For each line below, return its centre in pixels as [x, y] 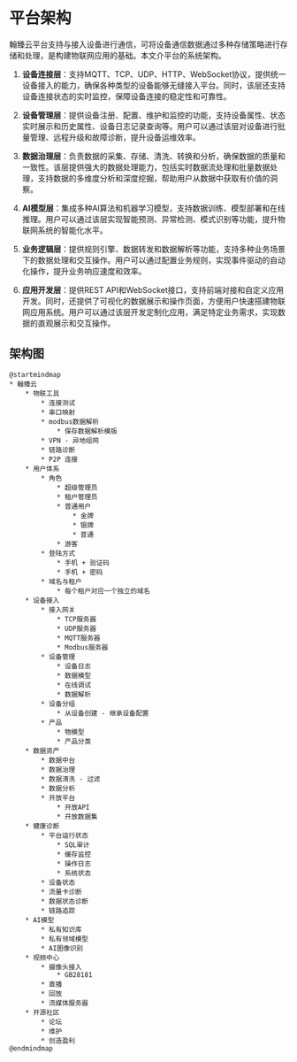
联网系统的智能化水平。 [65, 230]
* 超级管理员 [77, 488]
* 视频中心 [42, 958]
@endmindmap [31, 1048]
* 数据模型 [73, 675]
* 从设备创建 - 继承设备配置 [103, 713]
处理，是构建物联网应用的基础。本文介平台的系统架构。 [125, 55]
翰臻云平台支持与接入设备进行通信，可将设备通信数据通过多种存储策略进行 [145, 44]
